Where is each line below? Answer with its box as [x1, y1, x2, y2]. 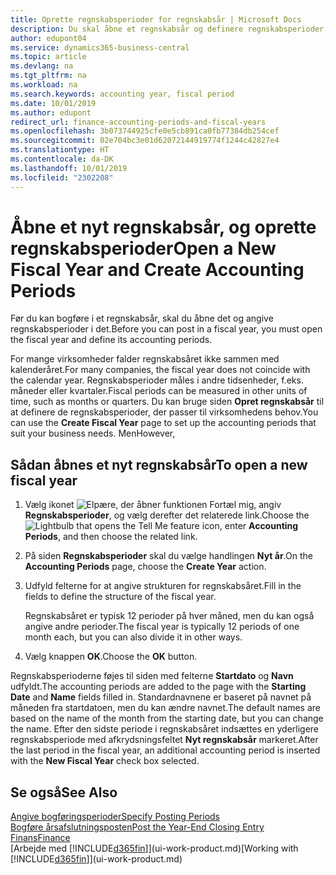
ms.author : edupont [10, 107, 92, 118]
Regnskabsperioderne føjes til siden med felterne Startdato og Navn [10, 670, 294, 682]
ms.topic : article [10, 52, 87, 62]
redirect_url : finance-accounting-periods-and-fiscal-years [10, 117, 267, 127]
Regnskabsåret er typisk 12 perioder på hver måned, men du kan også [24, 610, 315, 622]
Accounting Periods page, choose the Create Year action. [24, 561, 267, 573]
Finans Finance [10, 832, 71, 844]
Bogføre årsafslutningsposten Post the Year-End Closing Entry [10, 821, 265, 833]
